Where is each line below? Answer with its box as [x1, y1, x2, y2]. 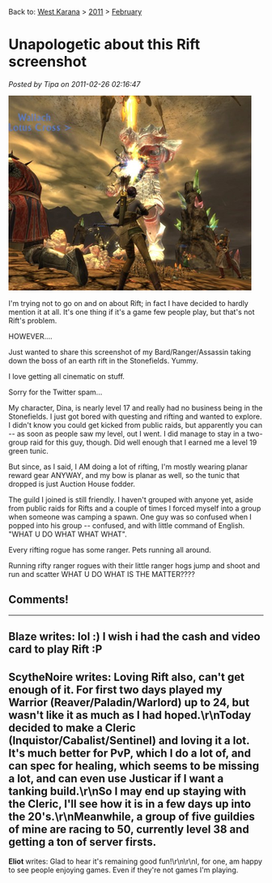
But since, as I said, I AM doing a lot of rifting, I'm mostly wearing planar [8, 462, 249, 472]
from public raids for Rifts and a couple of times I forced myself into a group [8, 503, 261, 513]
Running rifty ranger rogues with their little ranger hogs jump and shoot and [8, 560, 261, 571]
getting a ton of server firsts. [8, 835, 156, 849]
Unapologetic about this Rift [8, 36, 201, 54]
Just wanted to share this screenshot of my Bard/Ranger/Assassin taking [8, 347, 252, 356]
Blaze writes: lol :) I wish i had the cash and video [8, 630, 261, 644]
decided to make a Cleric [8, 721, 136, 734]
